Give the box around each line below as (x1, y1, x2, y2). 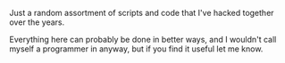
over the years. (9, 17, 65, 28)
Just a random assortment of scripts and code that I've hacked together (9, 8, 274, 18)
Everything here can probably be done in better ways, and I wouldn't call (9, 35, 277, 44)
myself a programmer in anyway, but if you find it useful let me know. (9, 43, 264, 54)
